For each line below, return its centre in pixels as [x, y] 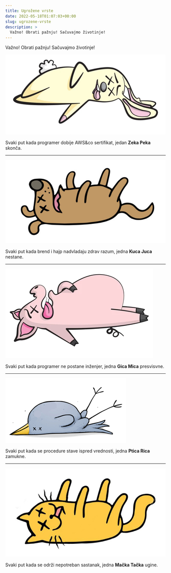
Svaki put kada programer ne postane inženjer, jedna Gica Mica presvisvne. [85, 366]
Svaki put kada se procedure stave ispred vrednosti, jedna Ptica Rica [78, 451]
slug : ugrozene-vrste [28, 21]
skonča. [13, 148]
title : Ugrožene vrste [29, 11]
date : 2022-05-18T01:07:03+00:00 [41, 16]
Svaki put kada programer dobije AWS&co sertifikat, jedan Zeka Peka [78, 142]
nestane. [15, 257]
